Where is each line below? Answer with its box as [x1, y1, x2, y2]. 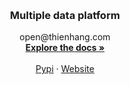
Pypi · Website [35, 63, 95, 75]
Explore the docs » [25, 42, 105, 54]
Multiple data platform [10, 8, 120, 22]
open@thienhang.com [19, 31, 111, 43]
